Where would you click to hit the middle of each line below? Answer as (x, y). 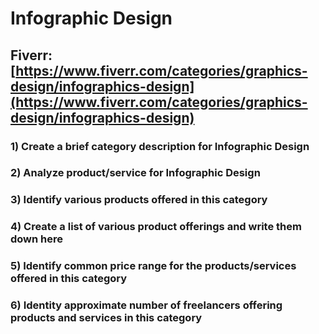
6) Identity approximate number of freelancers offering (146, 305)
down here (37, 239)
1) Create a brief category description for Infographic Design (160, 146)
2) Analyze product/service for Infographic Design (135, 173)
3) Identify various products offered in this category (139, 200)
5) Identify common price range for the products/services (153, 266)
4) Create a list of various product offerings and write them (156, 227)
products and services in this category (106, 318)
